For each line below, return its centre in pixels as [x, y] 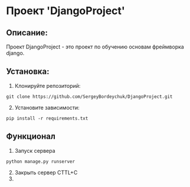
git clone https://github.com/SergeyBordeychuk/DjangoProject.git [89, 96]
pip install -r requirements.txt [47, 118]
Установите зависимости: [47, 107]
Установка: [28, 72]
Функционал [31, 137]
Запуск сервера [35, 150]
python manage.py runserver [41, 161]
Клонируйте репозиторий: [47, 86]
